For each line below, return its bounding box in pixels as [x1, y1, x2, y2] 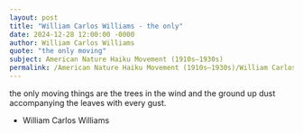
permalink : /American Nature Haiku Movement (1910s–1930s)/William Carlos [9, 64, 297, 73]
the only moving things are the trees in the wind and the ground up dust [9, 87, 276, 99]
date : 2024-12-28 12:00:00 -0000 [9, 30, 135, 39]
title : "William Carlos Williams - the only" [9, 22, 183, 31]
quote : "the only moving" [9, 47, 106, 56]
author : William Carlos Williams [9, 38, 135, 48]
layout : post [9, 13, 59, 22]
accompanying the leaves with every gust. [9, 97, 167, 108]
